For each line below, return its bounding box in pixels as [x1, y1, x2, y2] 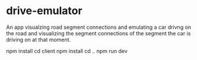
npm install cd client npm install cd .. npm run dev [6, 47, 128, 54]
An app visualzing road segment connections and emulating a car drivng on [6, 24, 192, 31]
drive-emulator [6, 4, 82, 18]
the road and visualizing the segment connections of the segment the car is [6, 29, 191, 36]
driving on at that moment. [6, 36, 71, 43]
